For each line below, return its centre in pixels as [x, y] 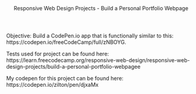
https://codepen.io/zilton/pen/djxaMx [53, 85]
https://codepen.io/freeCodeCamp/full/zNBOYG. [66, 42]
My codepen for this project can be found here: [65, 78]
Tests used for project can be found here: [58, 54]
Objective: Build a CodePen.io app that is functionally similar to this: [90, 36]
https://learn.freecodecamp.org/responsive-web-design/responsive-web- [98, 60]
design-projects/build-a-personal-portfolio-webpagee [73, 67]
